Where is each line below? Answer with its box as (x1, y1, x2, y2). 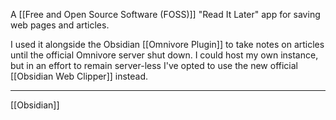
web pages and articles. (10, 19, 110, 31)
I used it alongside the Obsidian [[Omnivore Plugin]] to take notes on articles (10, 39, 325, 50)
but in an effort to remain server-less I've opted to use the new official (10, 60, 298, 71)
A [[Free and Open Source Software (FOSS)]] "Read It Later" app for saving (10, 9, 321, 20)
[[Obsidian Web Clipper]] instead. (10, 70, 149, 82)
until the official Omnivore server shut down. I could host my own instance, (10, 49, 319, 61)
